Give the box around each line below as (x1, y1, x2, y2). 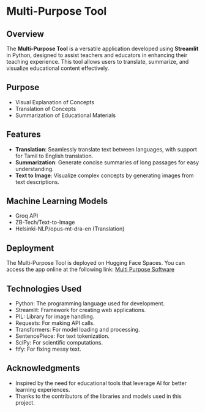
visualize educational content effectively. (6, 64, 110, 72)
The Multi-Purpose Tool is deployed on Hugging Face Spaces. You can (6, 259, 185, 267)
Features (6, 129, 41, 140)
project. (15, 399, 35, 406)
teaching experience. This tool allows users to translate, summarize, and (6, 58, 189, 65)
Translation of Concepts (15, 105, 76, 112)
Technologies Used (6, 283, 81, 294)
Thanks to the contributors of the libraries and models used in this (15, 392, 182, 400)
